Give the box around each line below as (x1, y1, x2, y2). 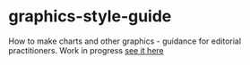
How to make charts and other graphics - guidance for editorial (8, 36, 242, 46)
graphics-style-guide (8, 6, 172, 27)
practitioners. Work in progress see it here (8, 45, 165, 55)
